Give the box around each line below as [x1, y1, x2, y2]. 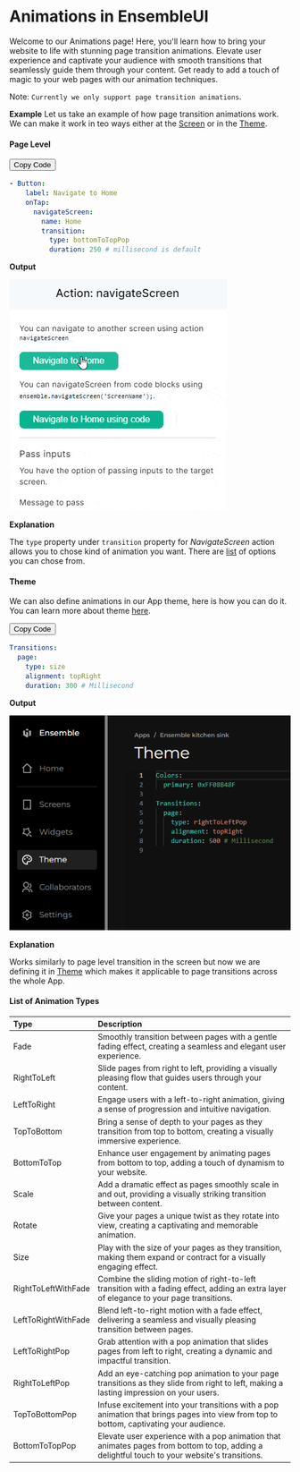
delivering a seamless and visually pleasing [97, 1315, 257, 1325]
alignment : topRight [25, 671, 102, 681]
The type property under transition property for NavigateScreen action [9, 537, 275, 548]
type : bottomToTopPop [48, 235, 129, 245]
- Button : [9, 179, 46, 189]
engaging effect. [97, 1261, 159, 1272]
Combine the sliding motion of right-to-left [97, 1273, 256, 1284]
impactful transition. [97, 1356, 171, 1366]
